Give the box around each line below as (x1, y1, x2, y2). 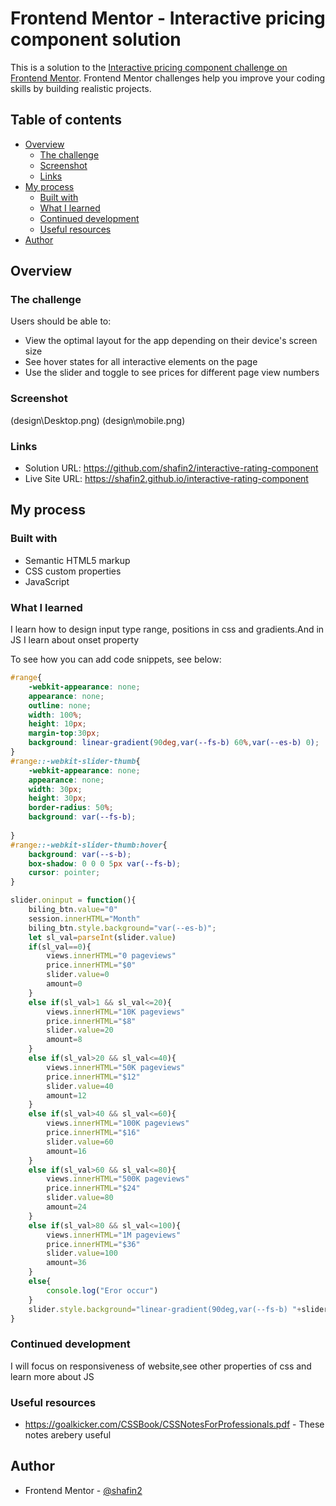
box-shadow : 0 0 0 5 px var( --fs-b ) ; (28, 858, 182, 869)
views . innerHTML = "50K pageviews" (46, 1062, 186, 1072)
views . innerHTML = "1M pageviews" (46, 1230, 182, 1240)
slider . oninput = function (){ (10, 895, 137, 906)
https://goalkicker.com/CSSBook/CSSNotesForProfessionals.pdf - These (24, 1418, 325, 1430)
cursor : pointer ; (28, 868, 101, 878)
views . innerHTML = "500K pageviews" (46, 1174, 190, 1184)
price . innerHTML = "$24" (46, 1183, 141, 1194)
